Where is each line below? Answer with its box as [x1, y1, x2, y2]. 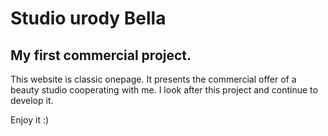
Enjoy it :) [10, 114, 50, 126]
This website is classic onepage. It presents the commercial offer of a [10, 73, 297, 85]
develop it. [10, 95, 54, 106]
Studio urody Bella [10, 7, 167, 30]
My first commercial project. [10, 47, 192, 64]
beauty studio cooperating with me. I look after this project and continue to [10, 84, 318, 96]
